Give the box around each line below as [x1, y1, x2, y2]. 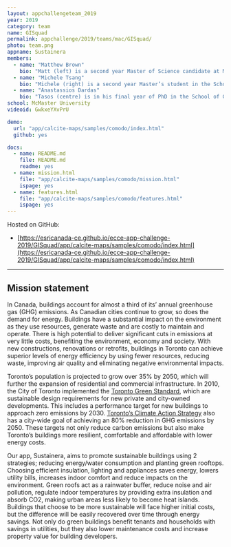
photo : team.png [7, 42, 54, 49]
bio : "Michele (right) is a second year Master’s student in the [19, 81, 211, 87]
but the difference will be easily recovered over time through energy [7, 510, 200, 518]
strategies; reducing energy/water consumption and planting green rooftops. [7, 459, 224, 467]
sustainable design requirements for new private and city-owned [7, 394, 190, 402]
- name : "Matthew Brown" [13, 61, 85, 68]
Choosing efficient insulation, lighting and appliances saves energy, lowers [7, 466, 219, 474]
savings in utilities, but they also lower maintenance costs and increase [7, 524, 208, 533]
